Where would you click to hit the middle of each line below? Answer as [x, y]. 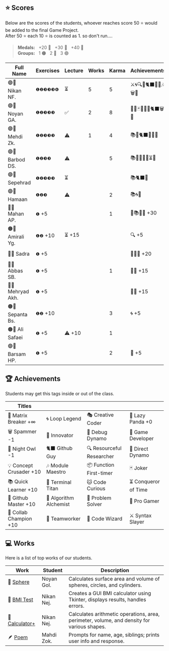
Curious [96, 488]
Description [115, 570]
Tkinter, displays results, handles [107, 600]
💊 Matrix [18, 415]
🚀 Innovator [60, 436]
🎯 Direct [139, 449]
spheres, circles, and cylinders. [105, 585]
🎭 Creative [100, 415]
